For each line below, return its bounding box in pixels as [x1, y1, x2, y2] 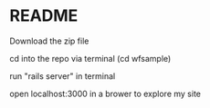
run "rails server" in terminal [9, 70, 116, 82]
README [9, 5, 79, 26]
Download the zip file [9, 35, 89, 46]
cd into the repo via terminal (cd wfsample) [9, 53, 172, 64]
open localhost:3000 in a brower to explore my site [9, 88, 202, 99]
